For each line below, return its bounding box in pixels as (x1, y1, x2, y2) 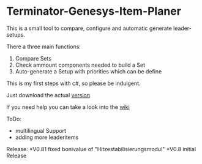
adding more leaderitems (15, 133, 79, 141)
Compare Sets (15, 54, 52, 62)
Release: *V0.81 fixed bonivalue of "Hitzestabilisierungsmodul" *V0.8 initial (6, 145, 196, 152)
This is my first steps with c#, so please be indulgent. (6, 80, 141, 87)
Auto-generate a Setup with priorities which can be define (15, 67, 162, 75)
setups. (6, 31, 26, 38)
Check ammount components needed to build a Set (15, 61, 146, 69)
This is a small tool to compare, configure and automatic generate (6, 24, 173, 32)
